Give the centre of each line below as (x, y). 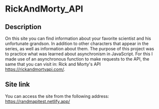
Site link (18, 85)
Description (23, 27)
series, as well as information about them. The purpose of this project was (80, 49)
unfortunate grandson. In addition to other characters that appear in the (77, 44)
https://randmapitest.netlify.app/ (38, 101)
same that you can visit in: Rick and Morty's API (53, 64)
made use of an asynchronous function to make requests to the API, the (77, 59)
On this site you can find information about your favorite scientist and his (78, 38)
